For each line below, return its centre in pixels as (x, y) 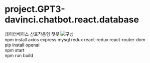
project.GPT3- (35, 9)
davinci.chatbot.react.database (72, 20)
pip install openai (22, 45)
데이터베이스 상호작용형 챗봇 (32, 34)
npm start (15, 50)
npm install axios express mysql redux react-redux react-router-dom (75, 39)
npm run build (19, 55)
